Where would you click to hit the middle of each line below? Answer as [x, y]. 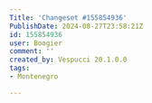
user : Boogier [36, 43]
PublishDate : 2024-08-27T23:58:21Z [76, 26]
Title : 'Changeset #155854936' [68, 18]
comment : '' [32, 51]
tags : [19, 69]
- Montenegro [34, 77]
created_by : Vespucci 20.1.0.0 [68, 60]
